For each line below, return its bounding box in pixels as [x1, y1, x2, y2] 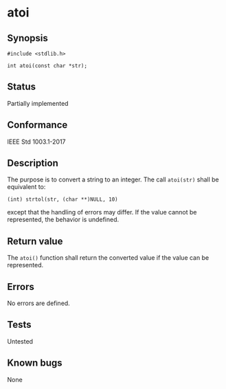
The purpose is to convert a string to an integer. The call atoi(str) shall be [7, 175, 220, 184]
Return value [7, 235, 63, 247]
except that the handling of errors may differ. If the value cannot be [7, 208, 197, 216]
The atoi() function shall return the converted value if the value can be [7, 254, 210, 262]
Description [7, 157, 58, 169]
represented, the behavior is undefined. [7, 215, 120, 224]
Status [7, 81, 36, 93]
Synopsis [7, 32, 48, 44]
